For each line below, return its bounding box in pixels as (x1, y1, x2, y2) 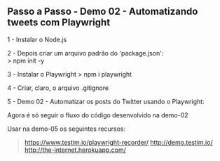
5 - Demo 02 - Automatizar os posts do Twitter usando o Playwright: (7, 97, 205, 105)
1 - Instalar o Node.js (7, 35, 67, 44)
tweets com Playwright (7, 17, 111, 29)
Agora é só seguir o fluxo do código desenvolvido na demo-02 (7, 110, 188, 119)
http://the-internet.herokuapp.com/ (24, 146, 126, 154)
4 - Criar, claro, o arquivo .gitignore (7, 84, 109, 92)
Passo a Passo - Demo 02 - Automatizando (7, 6, 198, 18)
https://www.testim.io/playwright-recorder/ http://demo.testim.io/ (24, 138, 213, 146)
